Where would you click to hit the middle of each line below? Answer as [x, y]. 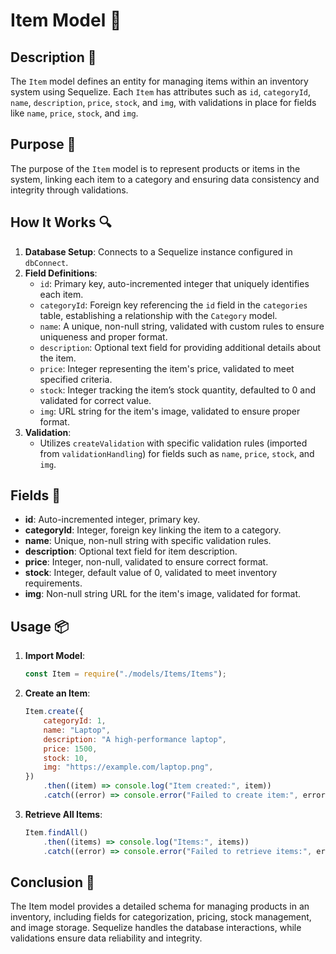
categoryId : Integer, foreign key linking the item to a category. [153, 530]
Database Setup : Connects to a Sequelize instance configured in [158, 251]
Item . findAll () [56, 832]
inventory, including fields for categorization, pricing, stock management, [161, 917]
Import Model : [54, 656]
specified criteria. [76, 379]
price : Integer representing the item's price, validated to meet [167, 368]
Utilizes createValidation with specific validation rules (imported [173, 443]
